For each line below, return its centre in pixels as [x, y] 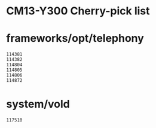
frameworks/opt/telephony [75, 39]
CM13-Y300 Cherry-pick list [78, 11]
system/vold [38, 104]
